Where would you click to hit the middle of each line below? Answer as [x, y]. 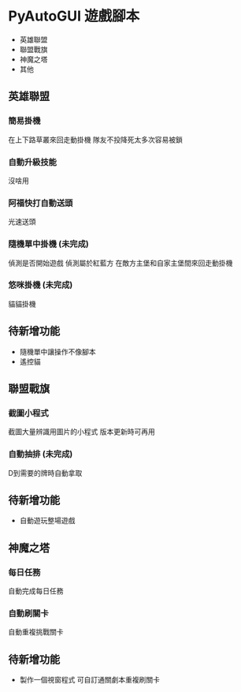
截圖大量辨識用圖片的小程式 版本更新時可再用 [82, 432]
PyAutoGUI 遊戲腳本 [74, 16]
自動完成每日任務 [36, 591]
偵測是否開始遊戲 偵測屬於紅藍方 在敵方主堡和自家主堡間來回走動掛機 [120, 263]
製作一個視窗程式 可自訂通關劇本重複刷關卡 [89, 680]
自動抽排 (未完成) [41, 454]
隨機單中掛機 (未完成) [48, 244]
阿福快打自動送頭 [41, 203]
